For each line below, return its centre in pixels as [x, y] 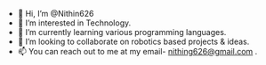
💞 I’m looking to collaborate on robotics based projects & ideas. [133, 41]
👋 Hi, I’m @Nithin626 [56, 14]
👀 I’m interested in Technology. [74, 23]
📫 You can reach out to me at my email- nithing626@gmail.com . [137, 51]
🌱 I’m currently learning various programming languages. [122, 32]
